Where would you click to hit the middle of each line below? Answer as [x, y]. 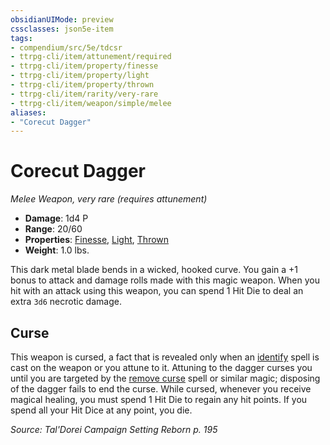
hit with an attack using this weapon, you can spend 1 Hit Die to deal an [157, 291]
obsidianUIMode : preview [62, 19]
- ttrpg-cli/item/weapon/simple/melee [91, 103]
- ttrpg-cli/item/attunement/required [91, 57]
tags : [21, 38]
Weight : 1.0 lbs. [57, 250]
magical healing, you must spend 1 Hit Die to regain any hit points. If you [159, 399]
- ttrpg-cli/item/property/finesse [84, 66]
